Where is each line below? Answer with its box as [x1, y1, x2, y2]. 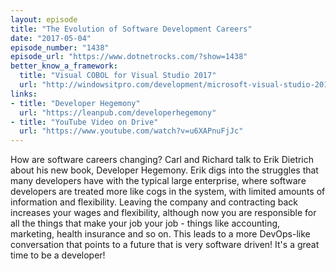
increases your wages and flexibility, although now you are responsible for [10, 207, 317, 219]
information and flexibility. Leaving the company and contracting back [10, 196, 298, 208]
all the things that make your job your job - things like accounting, [10, 217, 281, 230]
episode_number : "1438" [10, 42, 110, 53]
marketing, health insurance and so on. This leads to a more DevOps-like [10, 228, 311, 240]
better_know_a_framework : [10, 61, 118, 71]
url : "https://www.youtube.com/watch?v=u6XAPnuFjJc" [19, 126, 244, 136]
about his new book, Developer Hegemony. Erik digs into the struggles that [10, 164, 319, 176]
